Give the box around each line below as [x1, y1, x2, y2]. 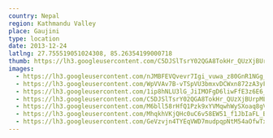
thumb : [8, 58, 31, 66]
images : [8, 65, 35, 73]
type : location [8, 34, 60, 43]
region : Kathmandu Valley [8, 19, 96, 28]
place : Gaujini [8, 27, 60, 35]
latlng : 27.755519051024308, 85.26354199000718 [8, 50, 173, 58]
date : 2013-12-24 [8, 42, 67, 50]
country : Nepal [8, 11, 60, 20]
